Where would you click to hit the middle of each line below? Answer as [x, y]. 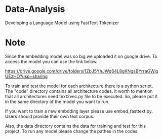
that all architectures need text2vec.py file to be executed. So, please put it [81, 96]
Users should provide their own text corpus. [50, 116]
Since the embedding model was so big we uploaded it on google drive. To [81, 56]
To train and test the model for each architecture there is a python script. [79, 86]
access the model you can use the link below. [51, 61]
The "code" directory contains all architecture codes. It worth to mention [79, 91]
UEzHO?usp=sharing [26, 76]
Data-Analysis [35, 9]
